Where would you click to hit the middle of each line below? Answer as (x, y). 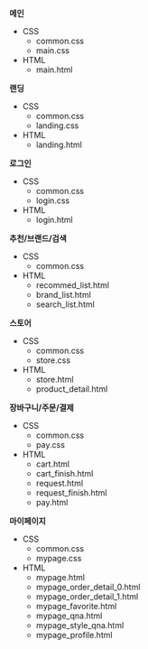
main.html (54, 70)
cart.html (53, 464)
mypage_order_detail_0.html (88, 587)
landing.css (57, 125)
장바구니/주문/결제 (42, 408)
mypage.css (59, 558)
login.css (53, 200)
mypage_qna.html (69, 616)
